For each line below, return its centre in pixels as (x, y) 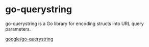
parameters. (18, 29)
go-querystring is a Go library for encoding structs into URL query (74, 24)
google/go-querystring (29, 39)
